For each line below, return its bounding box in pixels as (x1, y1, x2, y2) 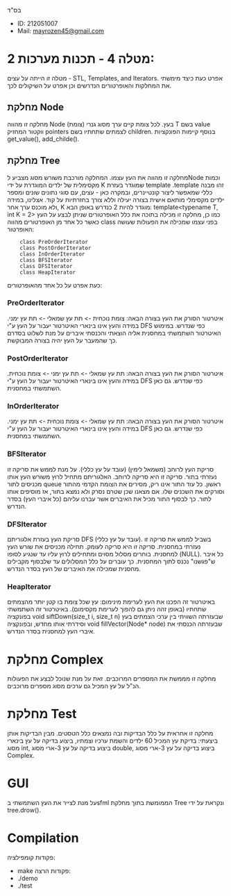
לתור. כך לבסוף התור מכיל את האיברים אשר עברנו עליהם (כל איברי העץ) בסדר (7, 495, 212, 503)
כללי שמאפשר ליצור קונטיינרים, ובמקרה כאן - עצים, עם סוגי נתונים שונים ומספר (7, 188, 213, 197)
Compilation (7, 830, 79, 846)
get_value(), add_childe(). (7, 135, 80, 143)
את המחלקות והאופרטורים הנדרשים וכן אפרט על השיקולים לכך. (7, 81, 172, 90)
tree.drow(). (7, 806, 42, 815)
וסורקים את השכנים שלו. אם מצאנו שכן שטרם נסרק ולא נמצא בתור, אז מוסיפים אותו (7, 487, 225, 495)
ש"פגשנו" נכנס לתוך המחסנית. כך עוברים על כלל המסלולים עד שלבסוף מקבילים (7, 557, 216, 565)
